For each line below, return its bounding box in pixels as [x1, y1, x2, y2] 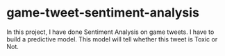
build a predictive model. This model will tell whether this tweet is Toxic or [6, 35, 218, 43]
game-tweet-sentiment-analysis [6, 5, 199, 21]
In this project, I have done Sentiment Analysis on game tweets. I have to [6, 28, 215, 36]
